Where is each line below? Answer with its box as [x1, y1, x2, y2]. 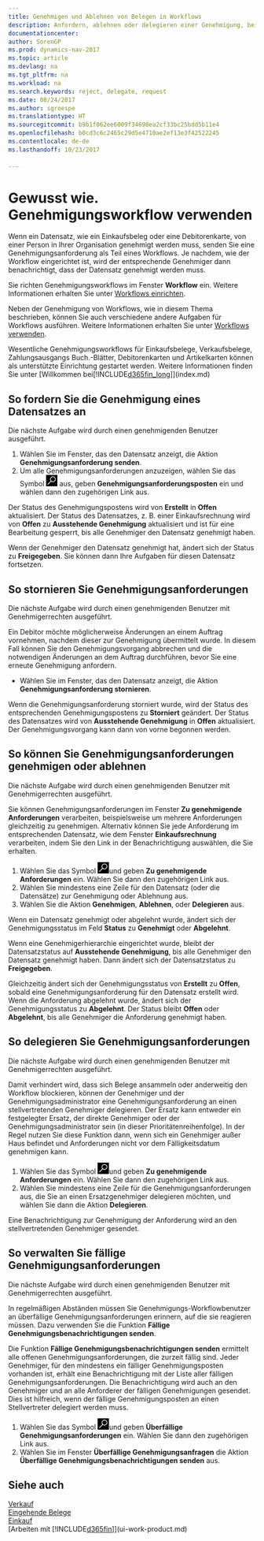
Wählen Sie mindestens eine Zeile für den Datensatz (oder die [19, 883, 220, 892]
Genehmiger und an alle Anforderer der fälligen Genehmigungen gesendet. [8, 1386, 251, 1395]
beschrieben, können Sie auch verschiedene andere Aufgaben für [8, 312, 222, 322]
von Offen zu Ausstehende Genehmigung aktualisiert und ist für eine [8, 519, 234, 529]
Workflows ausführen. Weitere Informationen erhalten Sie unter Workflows [8, 321, 250, 330]
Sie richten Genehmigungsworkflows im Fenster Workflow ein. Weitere [8, 281, 238, 290]
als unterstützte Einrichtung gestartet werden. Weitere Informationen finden [8, 361, 253, 370]
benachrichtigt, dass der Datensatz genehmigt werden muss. [8, 265, 206, 275]
